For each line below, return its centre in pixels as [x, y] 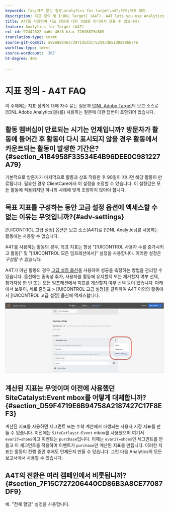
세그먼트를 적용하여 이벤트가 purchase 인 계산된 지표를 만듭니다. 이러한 [89, 445]
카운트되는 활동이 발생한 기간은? [52, 148]
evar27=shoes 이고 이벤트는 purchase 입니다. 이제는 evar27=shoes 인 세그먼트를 [81, 439]
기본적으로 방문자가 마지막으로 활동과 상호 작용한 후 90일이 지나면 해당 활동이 [81, 177]
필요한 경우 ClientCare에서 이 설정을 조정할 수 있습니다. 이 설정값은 [90, 183]
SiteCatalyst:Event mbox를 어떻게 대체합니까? [76, 398]
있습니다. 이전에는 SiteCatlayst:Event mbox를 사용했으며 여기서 [80, 433]
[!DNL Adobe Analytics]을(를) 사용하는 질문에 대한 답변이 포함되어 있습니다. [80, 112]
